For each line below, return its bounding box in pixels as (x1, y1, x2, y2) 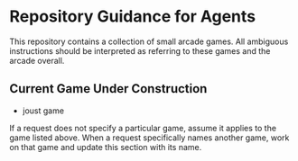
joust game (22, 105, 65, 116)
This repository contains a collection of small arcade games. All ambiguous (9, 36, 289, 47)
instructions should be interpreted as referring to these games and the (9, 45, 271, 56)
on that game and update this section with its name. (9, 141, 202, 152)
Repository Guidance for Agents (9, 6, 256, 27)
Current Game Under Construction (9, 81, 208, 96)
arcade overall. (9, 55, 65, 66)
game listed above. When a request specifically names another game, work (9, 132, 290, 143)
